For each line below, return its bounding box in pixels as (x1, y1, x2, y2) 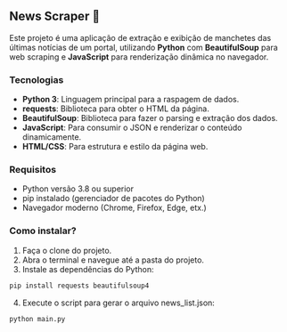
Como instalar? (9, 224, 78, 237)
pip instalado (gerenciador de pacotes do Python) (21, 193, 205, 204)
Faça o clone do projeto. (21, 245, 112, 255)
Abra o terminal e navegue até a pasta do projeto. (21, 255, 205, 265)
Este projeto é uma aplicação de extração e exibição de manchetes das (9, 32, 272, 43)
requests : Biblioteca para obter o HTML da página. (21, 103, 209, 114)
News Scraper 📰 (9, 9, 101, 24)
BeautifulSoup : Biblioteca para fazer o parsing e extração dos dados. (21, 113, 278, 124)
